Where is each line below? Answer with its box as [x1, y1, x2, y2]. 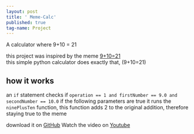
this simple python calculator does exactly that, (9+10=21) [6, 59, 146, 66]
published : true [6, 19, 46, 25]
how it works [6, 76, 55, 86]
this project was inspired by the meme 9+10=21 [6, 52, 121, 59]
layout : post [6, 8, 38, 15]
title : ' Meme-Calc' [6, 14, 57, 20]
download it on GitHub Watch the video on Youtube [6, 122, 131, 129]
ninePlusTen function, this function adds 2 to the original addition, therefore [6, 104, 189, 111]
